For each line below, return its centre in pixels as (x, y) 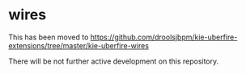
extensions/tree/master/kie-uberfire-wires (79, 45)
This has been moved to (49, 37)
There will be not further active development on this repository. (114, 61)
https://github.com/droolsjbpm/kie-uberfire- (164, 37)
